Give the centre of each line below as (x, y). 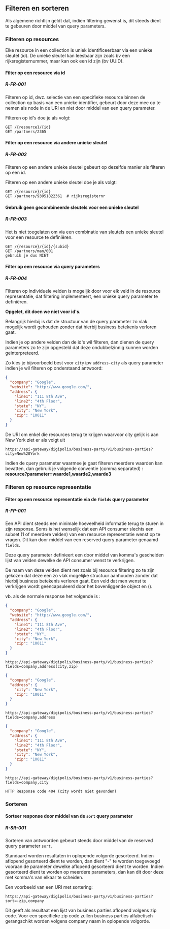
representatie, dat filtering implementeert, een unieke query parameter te (82, 296)
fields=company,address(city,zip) (42, 667)
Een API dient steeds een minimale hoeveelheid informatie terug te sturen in (84, 523)
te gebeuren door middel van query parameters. (56, 26)
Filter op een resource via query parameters (53, 267)
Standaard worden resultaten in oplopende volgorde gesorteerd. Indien (79, 856)
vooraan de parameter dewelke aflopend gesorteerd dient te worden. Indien (84, 866)
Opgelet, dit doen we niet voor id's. (43, 312)
